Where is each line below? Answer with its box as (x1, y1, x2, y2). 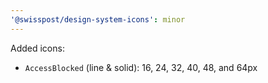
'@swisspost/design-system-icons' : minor (10, 14, 186, 25)
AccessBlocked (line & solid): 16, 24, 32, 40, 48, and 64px (24, 61, 258, 73)
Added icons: (10, 42, 65, 54)
